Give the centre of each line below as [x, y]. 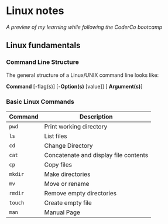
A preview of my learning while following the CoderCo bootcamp [84, 27]
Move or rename [67, 184]
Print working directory [76, 126]
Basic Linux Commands [40, 101]
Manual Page [62, 212]
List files [56, 136]
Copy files [58, 164]
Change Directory [68, 145]
